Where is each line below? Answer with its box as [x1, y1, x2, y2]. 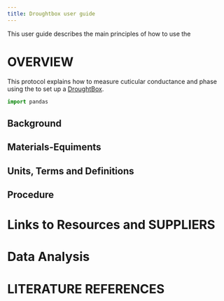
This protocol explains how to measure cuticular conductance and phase [7, 77, 218, 85]
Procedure [7, 189, 55, 200]
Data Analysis [7, 249, 90, 265]
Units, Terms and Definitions [7, 165, 134, 177]
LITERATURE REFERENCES [7, 281, 165, 297]
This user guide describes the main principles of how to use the [7, 29, 191, 38]
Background [7, 117, 62, 129]
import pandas [7, 98, 49, 105]
